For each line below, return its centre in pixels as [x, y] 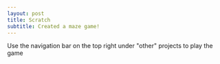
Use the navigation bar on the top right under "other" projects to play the [110, 46]
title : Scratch [29, 20]
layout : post [26, 13]
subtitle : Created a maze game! [53, 26]
